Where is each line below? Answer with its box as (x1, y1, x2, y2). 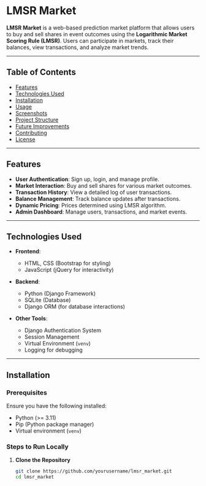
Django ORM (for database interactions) (24, 303, 126, 310)
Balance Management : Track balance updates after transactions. (15, 195, 181, 202)
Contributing (15, 129, 47, 136)
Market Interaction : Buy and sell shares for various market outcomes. (15, 182, 192, 189)
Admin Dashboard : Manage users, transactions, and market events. (15, 208, 188, 215)
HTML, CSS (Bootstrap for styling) (24, 260, 112, 267)
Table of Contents (6, 67, 77, 77)
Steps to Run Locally (6, 442, 69, 451)
